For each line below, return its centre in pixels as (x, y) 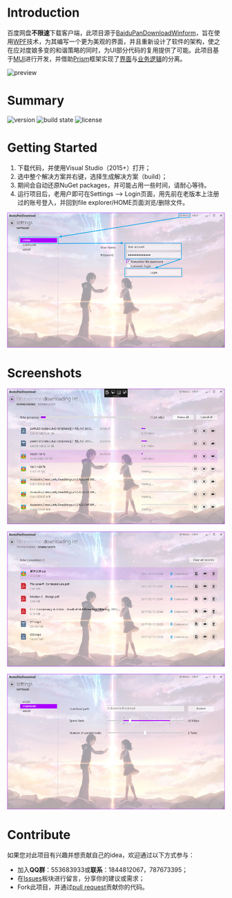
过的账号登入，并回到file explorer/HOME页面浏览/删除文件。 (103, 202)
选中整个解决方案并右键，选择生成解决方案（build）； (92, 176)
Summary (36, 101)
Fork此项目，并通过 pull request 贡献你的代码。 (83, 887)
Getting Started (52, 148)
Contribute (39, 835)
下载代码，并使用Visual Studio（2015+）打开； (84, 168)
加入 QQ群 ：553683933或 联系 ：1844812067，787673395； (103, 870)
